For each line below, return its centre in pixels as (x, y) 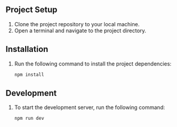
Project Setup (32, 10)
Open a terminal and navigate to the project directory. (80, 30)
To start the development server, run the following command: (89, 107)
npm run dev (29, 119)
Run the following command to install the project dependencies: (93, 63)
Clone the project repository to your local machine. (77, 24)
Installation (27, 49)
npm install (29, 75)
